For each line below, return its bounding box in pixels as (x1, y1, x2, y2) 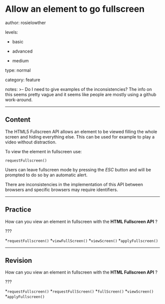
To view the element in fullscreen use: (5, 148, 82, 154)
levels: (5, 29, 18, 35)
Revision (5, 256, 32, 265)
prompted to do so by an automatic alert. (5, 172, 88, 178)
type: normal (5, 67, 31, 73)
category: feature (5, 77, 40, 83)
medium (12, 57, 29, 63)
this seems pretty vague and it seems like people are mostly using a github (5, 91, 157, 97)
